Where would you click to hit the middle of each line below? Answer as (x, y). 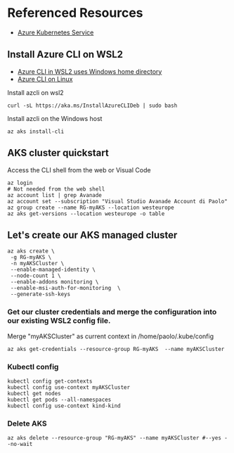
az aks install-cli (36, 132)
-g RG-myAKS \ (31, 257)
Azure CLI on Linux (45, 79)
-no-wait (20, 445)
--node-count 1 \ (35, 276)
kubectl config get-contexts (50, 381)
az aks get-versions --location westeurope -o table (86, 213)
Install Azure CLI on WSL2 (65, 55)
